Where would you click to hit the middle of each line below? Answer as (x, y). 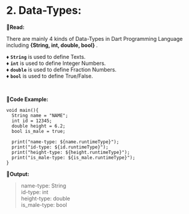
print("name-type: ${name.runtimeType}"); (65, 142)
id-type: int (34, 192)
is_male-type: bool (44, 204)
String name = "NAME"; (40, 115)
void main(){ (22, 110)
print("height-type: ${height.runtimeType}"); (71, 152)
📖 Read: (16, 27)
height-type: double (46, 198)
